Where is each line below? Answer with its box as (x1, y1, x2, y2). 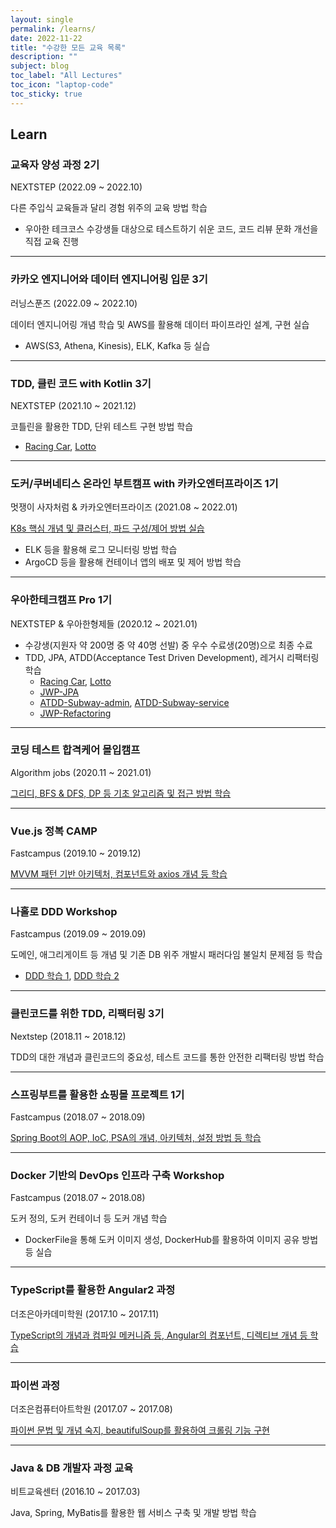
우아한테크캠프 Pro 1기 (10, 593, 113, 607)
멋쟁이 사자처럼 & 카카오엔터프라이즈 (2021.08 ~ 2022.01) (10, 501, 238, 513)
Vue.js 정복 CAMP (10, 824, 98, 838)
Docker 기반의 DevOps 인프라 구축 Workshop (10, 1168, 225, 1182)
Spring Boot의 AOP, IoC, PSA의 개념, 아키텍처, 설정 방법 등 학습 (10, 1131, 262, 1143)
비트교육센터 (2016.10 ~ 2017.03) (10, 1486, 141, 1498)
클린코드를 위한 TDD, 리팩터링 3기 (10, 1007, 165, 1021)
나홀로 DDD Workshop (10, 905, 118, 919)
